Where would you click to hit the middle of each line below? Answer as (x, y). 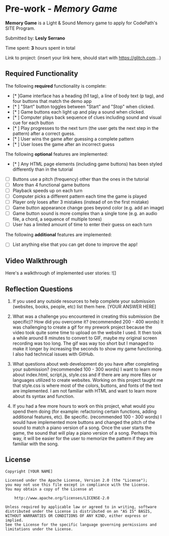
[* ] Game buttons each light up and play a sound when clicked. (79, 112)
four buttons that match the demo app (52, 101)
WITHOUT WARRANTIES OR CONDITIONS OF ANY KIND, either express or (76, 516)
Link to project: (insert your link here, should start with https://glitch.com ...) (83, 58)
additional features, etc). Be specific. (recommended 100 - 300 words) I (87, 417)
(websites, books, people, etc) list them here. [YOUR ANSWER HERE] (84, 306)
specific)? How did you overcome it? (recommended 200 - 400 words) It (88, 321)
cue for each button (33, 123)
